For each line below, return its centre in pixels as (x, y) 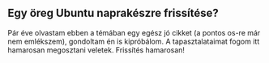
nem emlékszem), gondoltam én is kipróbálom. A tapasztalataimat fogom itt (134, 41)
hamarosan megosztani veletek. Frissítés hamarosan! (96, 50)
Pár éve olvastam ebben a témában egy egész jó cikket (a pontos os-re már (134, 32)
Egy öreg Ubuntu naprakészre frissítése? (113, 13)
